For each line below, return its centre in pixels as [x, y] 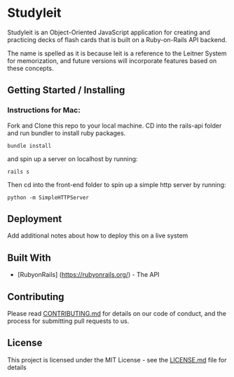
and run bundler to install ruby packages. [67, 133]
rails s [19, 172]
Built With [29, 258]
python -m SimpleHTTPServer [48, 198]
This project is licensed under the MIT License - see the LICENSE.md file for [117, 359]
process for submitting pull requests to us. [68, 321]
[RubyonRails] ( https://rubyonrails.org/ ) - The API [88, 275]
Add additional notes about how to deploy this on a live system [98, 235]
